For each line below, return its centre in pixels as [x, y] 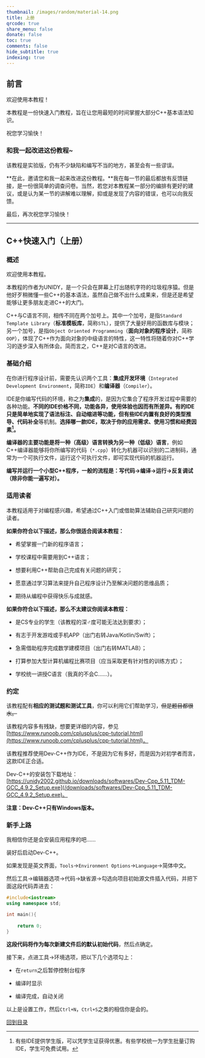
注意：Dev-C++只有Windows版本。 [52, 807]
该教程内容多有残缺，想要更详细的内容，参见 [63, 726]
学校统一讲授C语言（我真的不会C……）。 [65, 674]
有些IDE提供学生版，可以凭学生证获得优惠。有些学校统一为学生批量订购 [105, 1041]
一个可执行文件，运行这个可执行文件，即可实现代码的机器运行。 [97, 458]
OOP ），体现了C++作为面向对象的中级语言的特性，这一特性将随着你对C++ [98, 338]
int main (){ [21, 915]
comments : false [27, 46]
